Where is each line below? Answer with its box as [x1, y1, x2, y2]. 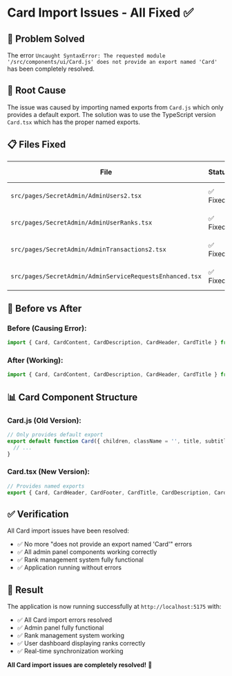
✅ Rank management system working [17, 632, 124, 640]
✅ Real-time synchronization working [17, 647, 124, 655]
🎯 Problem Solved [7, 33, 85, 44]
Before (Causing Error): [7, 323, 87, 333]
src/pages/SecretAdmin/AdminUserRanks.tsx [10, 218, 153, 226]
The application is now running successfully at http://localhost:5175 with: [7, 603, 222, 611]
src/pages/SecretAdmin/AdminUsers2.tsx [10, 192, 142, 199]
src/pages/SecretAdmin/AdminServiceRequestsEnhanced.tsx [10, 272, 202, 280]
